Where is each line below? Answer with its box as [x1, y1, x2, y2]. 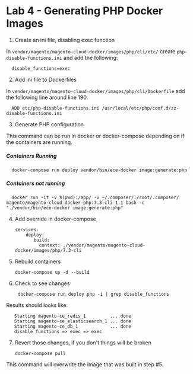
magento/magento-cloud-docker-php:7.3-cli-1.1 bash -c [6, 200, 145, 206]
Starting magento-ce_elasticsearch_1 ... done [14, 318, 132, 324]
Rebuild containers [14, 258, 61, 265]
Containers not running [6, 180, 65, 187]
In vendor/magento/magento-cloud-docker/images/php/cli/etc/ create [6, 47, 176, 55]
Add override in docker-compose [14, 215, 96, 222]
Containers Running [6, 152, 57, 159]
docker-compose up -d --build [14, 269, 90, 275]
